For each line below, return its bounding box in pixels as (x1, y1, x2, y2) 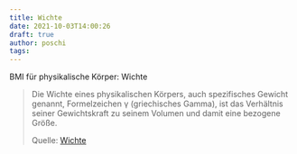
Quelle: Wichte (31, 135, 87, 146)
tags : (9, 47, 30, 56)
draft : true (9, 30, 54, 39)
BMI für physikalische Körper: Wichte (9, 71, 148, 82)
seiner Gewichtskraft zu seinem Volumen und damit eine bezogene (31, 108, 282, 119)
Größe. (31, 118, 58, 129)
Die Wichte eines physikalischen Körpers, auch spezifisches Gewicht (31, 89, 289, 100)
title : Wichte (9, 13, 63, 23)
